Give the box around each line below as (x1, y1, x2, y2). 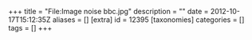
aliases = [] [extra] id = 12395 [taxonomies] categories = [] (52, 15, 245, 24)
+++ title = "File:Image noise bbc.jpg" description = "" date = (8, 7, 209, 16)
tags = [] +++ (8, 24, 53, 32)
